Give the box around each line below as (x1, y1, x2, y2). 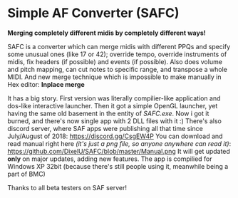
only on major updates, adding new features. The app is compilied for (7, 155, 212, 163)
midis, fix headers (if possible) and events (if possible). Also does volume (7, 57, 223, 66)
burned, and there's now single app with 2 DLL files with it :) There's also (7, 116, 222, 125)
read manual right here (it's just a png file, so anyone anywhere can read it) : (7, 139, 232, 147)
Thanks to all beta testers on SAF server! (7, 183, 127, 192)
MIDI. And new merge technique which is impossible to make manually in (7, 73, 222, 81)
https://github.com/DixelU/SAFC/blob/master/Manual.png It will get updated (7, 147, 230, 155)
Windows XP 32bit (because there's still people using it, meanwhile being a (7, 162, 229, 170)
